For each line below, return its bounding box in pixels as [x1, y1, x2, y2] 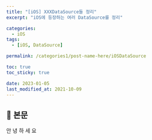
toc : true [6, 64, 31, 70]
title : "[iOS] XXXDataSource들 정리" [6, 8, 97, 15]
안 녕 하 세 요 [6, 127, 37, 135]
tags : [6, 37, 20, 43]
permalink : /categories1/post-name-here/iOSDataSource [6, 53, 147, 59]
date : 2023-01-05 [6, 80, 50, 86]
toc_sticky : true [6, 69, 50, 75]
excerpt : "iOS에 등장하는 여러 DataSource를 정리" [6, 14, 123, 21]
